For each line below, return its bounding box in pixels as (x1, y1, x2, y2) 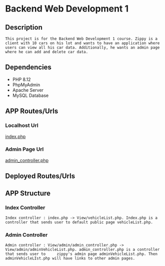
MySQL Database (12, 92, 49, 98)
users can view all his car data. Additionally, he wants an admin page (5, 45, 160, 50)
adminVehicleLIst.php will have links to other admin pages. (5, 256, 135, 261)
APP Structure (5, 189, 51, 197)
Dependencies (5, 63, 51, 72)
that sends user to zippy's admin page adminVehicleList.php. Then (5, 251, 157, 256)
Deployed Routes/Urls (5, 172, 75, 181)
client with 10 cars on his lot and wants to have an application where (5, 41, 160, 46)
